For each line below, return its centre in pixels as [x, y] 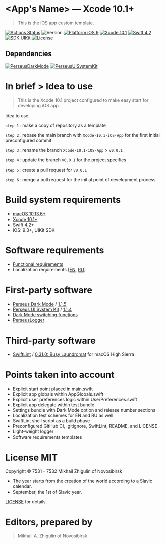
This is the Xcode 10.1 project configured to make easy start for [83, 100]
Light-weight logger [33, 431]
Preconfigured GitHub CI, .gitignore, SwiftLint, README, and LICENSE [85, 426]
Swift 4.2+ [23, 225]
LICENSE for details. [26, 502]
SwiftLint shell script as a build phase [51, 421]
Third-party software [50, 340]
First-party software [49, 290]
